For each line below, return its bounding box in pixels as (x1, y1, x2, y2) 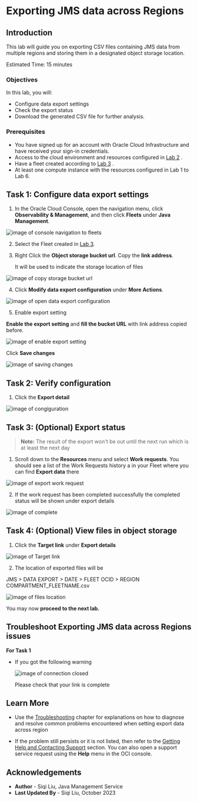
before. (6, 327, 24, 334)
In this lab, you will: (6, 89, 53, 96)
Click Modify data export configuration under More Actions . (14, 286, 163, 293)
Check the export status (14, 107, 74, 114)
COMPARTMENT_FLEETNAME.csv (6, 582, 90, 589)
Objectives (6, 75, 38, 84)
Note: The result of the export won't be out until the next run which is (20, 438, 189, 445)
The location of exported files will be (14, 564, 103, 571)
